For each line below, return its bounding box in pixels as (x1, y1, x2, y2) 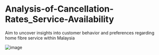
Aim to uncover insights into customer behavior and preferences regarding (5, 30, 155, 36)
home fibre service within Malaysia (5, 35, 75, 41)
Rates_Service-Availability (5, 14, 114, 25)
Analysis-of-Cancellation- (5, 3, 114, 15)
